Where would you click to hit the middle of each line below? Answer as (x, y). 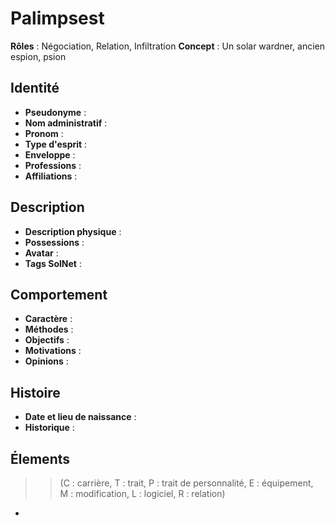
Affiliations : (51, 176)
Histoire (35, 392)
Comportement (59, 294)
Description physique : (73, 231)
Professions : (53, 165)
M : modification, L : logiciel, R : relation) (142, 493)
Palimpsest (57, 18)
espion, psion (38, 56)
